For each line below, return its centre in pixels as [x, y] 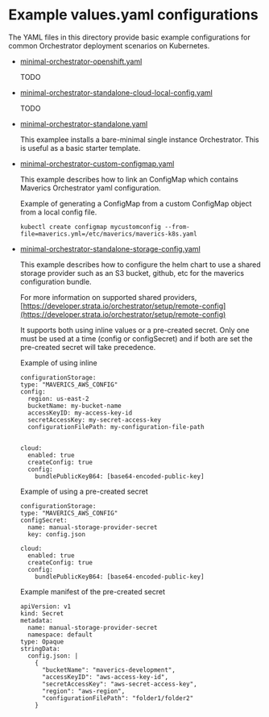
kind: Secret [42, 613]
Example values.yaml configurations [134, 15]
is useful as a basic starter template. [80, 148]
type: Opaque [42, 642]
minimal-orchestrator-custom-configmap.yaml [97, 164]
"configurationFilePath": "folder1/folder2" [118, 698]
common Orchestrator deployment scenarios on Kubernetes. [109, 45]
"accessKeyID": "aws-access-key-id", [105, 677]
